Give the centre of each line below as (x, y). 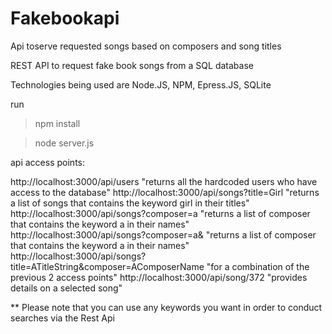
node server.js (64, 143)
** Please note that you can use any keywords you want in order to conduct (166, 307)
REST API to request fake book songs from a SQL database (132, 65)
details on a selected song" (66, 288)
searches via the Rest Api (62, 318)
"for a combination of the (258, 266)
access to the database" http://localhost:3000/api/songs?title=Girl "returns (165, 192)
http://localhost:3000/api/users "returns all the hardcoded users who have (164, 181)
